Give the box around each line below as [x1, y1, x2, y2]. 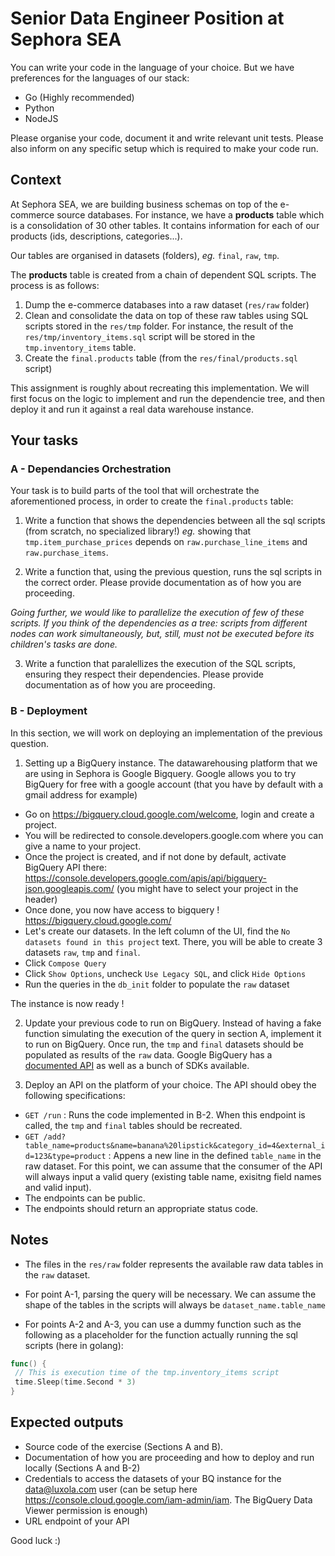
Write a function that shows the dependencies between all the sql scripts [24, 515, 326, 527]
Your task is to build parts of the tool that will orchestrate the [10, 485, 260, 497]
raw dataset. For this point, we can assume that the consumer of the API [24, 1160, 323, 1172]
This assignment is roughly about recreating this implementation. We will [10, 382, 310, 394]
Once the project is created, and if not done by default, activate [24, 850, 287, 862]
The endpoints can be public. [24, 1192, 146, 1204]
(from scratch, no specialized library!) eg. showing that [24, 525, 252, 537]
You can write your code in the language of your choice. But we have [10, 61, 295, 73]
